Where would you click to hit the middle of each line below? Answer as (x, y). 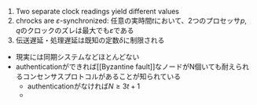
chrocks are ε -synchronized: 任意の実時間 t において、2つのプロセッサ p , (131, 20)
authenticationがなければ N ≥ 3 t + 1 (84, 86)
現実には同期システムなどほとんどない (77, 57)
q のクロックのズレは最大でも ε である (75, 30)
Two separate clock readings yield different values (97, 11)
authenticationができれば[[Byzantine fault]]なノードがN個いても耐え (125, 67)
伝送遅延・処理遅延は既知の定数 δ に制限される (90, 40)
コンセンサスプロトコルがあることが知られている (102, 76)
